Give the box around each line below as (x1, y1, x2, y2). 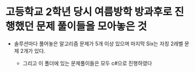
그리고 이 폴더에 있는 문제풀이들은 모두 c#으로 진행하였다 (22, 59, 152, 67)
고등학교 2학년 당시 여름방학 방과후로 (5, 5, 173, 19)
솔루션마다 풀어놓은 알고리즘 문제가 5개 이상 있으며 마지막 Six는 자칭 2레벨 (13, 40, 183, 47)
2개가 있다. (20, 47, 46, 54)
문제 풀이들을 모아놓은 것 (36, 20, 147, 33)
